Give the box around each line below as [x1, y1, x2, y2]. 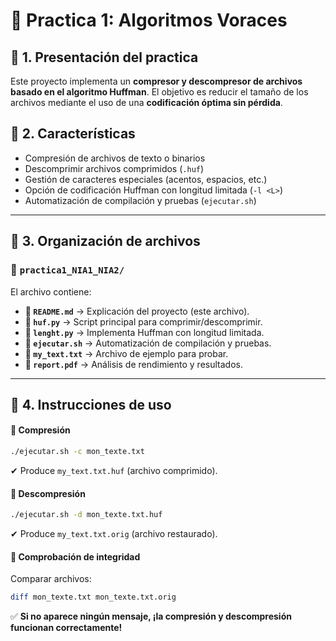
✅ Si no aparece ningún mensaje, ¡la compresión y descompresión [10, 610, 292, 623]
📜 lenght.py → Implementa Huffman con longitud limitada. [24, 326, 265, 338]
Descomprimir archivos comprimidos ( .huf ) [24, 162, 205, 174]
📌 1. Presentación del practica [10, 49, 199, 66]
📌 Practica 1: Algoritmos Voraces [10, 9, 288, 32]
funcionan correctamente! [10, 622, 123, 634]
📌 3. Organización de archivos [10, 233, 201, 250]
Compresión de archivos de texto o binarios [24, 152, 206, 164]
